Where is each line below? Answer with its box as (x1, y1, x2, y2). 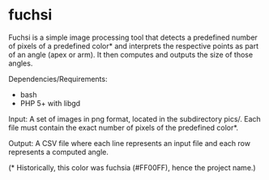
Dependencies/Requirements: (8, 74, 108, 84)
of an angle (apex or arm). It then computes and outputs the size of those (8, 49, 254, 59)
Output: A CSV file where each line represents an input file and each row (8, 138, 251, 148)
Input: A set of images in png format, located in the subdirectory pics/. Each (8, 114, 261, 123)
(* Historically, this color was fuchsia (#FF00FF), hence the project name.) (8, 162, 257, 172)
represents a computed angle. (8, 147, 109, 156)
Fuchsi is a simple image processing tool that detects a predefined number (8, 32, 258, 42)
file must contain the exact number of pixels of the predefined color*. (8, 122, 239, 132)
